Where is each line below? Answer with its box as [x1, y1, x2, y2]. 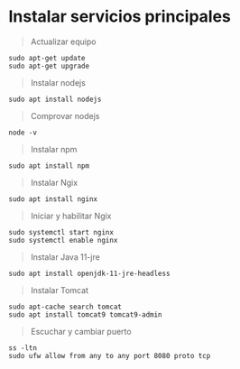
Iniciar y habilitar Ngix [30, 210, 112, 221]
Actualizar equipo [30, 36, 97, 47]
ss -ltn [8, 343, 38, 353]
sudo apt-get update [8, 53, 87, 62]
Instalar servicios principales [8, 6, 232, 27]
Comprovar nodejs [30, 110, 100, 121]
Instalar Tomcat [30, 284, 89, 295]
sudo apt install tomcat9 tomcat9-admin [8, 309, 163, 319]
